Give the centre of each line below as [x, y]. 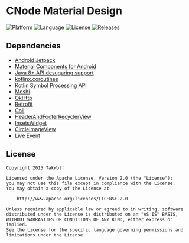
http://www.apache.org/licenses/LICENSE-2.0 [72, 199]
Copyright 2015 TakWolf [35, 168]
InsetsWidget [31, 123]
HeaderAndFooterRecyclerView [53, 116]
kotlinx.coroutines [36, 79]
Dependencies [33, 46]
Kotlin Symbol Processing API [50, 85]
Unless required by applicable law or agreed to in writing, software [95, 209]
